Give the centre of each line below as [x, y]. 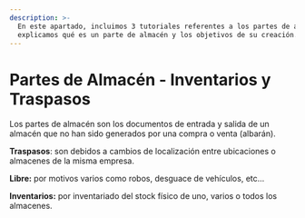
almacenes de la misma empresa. [72, 161]
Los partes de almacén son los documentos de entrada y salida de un [139, 124]
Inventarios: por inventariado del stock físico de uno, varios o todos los [143, 196]
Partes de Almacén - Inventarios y [140, 79]
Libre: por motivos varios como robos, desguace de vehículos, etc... [137, 179]
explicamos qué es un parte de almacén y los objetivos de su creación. [158, 35]
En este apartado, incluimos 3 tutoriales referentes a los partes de [154, 26]
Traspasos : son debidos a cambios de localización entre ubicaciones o [143, 152]
